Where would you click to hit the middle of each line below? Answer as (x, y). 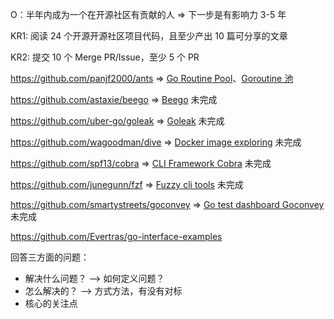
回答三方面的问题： (50, 257)
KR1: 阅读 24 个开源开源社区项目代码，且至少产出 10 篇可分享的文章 (149, 36)
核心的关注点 (51, 303)
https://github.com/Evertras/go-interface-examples (116, 236)
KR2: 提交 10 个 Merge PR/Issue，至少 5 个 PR (105, 57)
